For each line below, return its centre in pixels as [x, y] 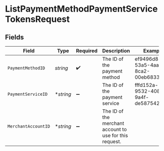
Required [87, 51]
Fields [15, 37]
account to [114, 129]
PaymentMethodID [26, 68]
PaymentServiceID [28, 94]
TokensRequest [37, 19]
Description [116, 51]
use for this [115, 135]
